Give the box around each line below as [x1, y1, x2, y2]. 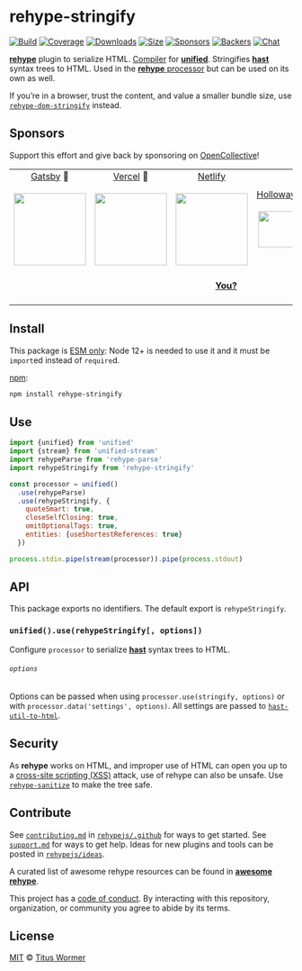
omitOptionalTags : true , [25, 522, 119, 531]
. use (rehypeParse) [17, 488, 87, 497]
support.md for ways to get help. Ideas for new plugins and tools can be [9, 839, 274, 849]
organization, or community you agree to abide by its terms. [9, 903, 231, 913]
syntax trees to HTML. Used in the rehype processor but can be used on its [9, 63, 289, 74]
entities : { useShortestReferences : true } [25, 530, 182, 539]
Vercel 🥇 [112, 169, 149, 182]
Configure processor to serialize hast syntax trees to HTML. [9, 644, 231, 655]
